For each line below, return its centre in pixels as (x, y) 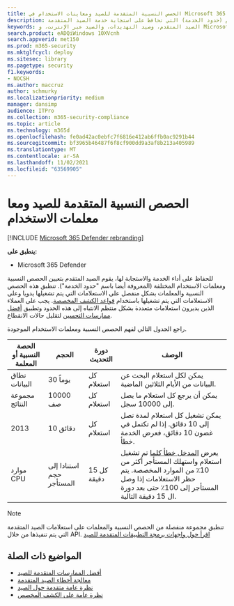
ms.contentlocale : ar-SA (43, 156)
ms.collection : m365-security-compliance (68, 117)
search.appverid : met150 (43, 40)
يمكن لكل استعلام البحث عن (162, 375)
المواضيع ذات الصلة (44, 555)
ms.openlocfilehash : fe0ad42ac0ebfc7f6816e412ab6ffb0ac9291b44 (101, 137)
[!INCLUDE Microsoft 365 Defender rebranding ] (76, 238)
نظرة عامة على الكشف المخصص (60, 595)
